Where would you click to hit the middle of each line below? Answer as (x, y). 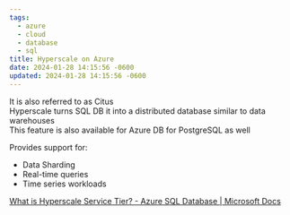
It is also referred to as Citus (62, 101)
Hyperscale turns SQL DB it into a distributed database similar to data (138, 111)
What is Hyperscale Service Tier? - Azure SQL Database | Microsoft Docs (145, 201)
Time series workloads (64, 184)
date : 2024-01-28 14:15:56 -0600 (72, 68)
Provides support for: (48, 147)
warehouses (32, 120)
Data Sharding (49, 164)
